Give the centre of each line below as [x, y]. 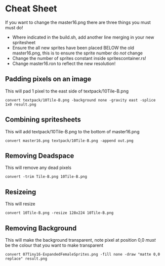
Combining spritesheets [43, 120]
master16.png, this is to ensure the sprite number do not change [78, 53]
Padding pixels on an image [48, 79]
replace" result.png [26, 259]
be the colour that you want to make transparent [54, 245]
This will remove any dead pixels [38, 168]
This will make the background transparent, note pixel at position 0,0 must [81, 240]
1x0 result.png [21, 105]
